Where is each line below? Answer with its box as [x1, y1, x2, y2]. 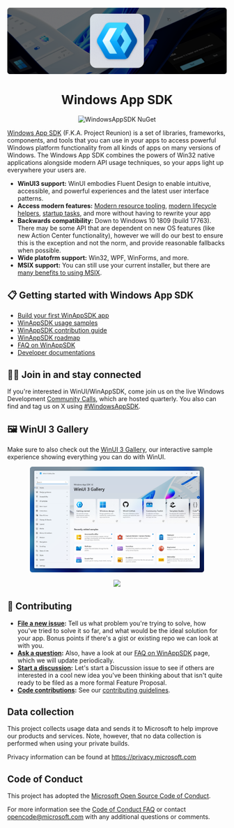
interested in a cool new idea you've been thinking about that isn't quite [17, 671, 223, 679]
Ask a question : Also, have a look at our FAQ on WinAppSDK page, [17, 648, 210, 657]
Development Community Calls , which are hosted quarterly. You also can [7, 395, 217, 403]
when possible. [17, 246, 61, 254]
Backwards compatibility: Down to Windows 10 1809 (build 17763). [17, 216, 212, 224]
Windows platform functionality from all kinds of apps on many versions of [7, 143, 221, 152]
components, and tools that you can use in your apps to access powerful [7, 136, 217, 144]
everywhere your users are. [7, 166, 87, 174]
